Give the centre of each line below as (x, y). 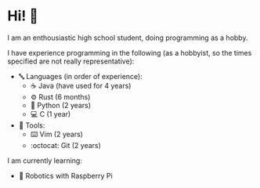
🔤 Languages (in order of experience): (80, 76)
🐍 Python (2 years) (61, 105)
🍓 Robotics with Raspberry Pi (65, 175)
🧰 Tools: (32, 125)
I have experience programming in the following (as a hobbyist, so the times (130, 52)
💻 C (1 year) (51, 114)
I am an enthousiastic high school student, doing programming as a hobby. (128, 38)
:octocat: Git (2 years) (65, 145)
